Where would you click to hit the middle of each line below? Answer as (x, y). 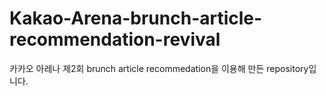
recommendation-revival (115, 39)
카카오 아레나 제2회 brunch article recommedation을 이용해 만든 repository (159, 68)
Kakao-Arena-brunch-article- (136, 18)
